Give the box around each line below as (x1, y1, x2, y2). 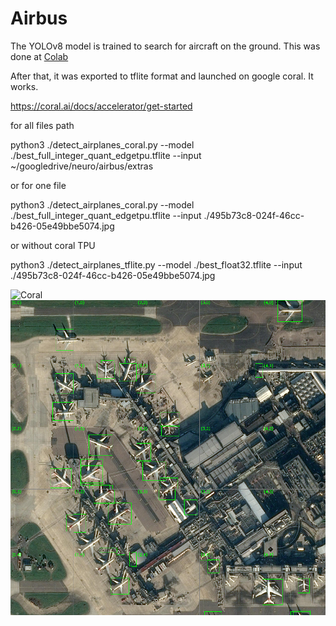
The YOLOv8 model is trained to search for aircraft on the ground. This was (10, 40, 321, 52)
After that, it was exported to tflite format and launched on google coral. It (10, 70, 314, 82)
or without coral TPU (10, 239, 96, 251)
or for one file (10, 179, 67, 191)
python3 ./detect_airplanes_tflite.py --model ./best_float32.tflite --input (10, 258, 303, 271)
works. (10, 80, 39, 92)
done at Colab (10, 50, 69, 62)
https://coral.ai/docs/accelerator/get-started (10, 100, 193, 112)
